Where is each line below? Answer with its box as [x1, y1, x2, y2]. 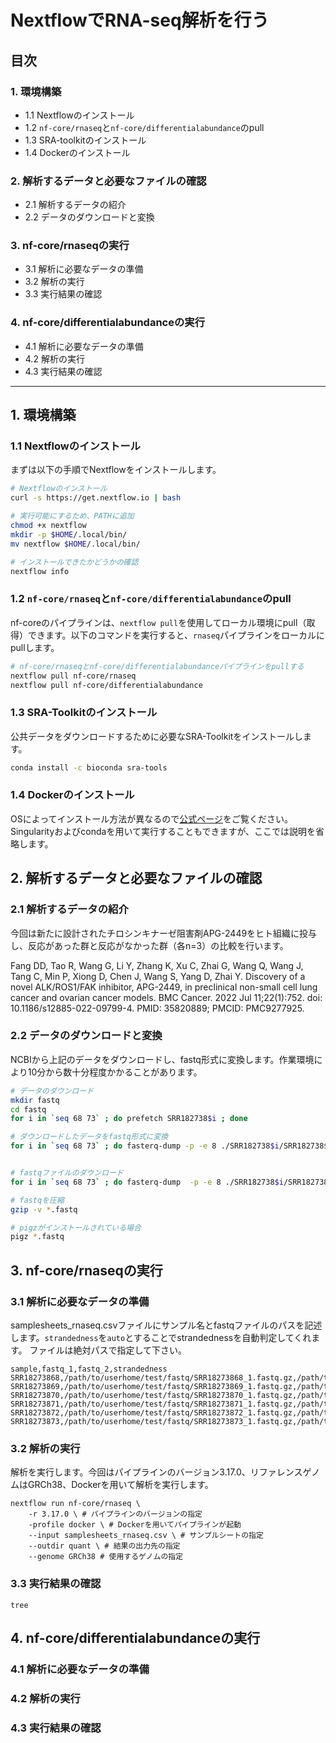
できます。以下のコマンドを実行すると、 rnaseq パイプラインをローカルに [27, 629, 325, 641]
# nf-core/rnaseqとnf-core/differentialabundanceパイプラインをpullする [10, 661, 305, 671]
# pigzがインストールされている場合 [10, 1222, 142, 1233]
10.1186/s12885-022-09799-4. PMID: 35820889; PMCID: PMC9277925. [10, 1002, 305, 1014]
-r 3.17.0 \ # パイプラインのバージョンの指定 [28, 1509, 203, 1520]
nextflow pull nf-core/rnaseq [10, 671, 137, 681]
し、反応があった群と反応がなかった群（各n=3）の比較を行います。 [10, 939, 289, 951]
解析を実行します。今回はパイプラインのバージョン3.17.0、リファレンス [10, 1466, 303, 1478]
